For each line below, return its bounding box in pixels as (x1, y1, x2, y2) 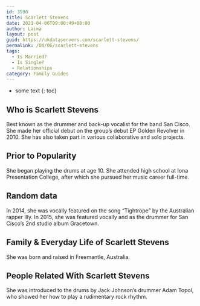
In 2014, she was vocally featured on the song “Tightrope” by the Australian (6, 206, 195, 214)
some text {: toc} (15, 87, 57, 94)
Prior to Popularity (6, 151, 77, 161)
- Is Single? (11, 59, 45, 65)
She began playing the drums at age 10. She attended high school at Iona (6, 167, 189, 174)
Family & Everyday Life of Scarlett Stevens (6, 237, 169, 247)
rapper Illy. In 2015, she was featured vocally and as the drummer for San (6, 213, 189, 220)
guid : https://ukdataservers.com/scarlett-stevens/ (6, 37, 139, 43)
